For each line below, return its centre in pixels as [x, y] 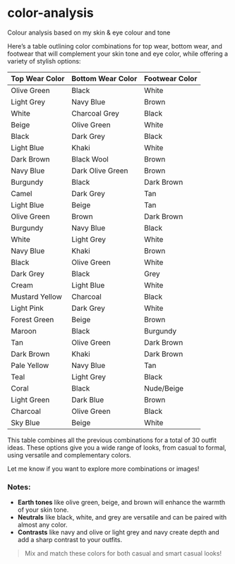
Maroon [24, 331]
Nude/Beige [164, 388]
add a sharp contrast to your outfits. [70, 540]
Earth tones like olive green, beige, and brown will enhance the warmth [121, 503]
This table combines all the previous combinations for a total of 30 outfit [112, 440]
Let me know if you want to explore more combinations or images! [103, 468]
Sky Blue [25, 422]
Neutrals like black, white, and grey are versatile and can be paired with [122, 517]
